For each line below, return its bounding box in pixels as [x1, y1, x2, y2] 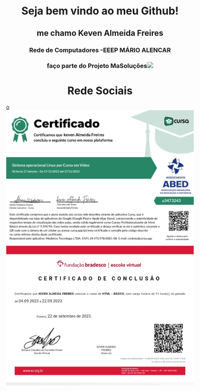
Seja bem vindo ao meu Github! [21, 4, 179, 18]
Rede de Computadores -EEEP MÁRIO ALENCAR [29, 46, 171, 54]
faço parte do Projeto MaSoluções [46, 61, 148, 70]
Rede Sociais [67, 84, 133, 97]
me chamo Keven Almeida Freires [36, 28, 164, 38]
